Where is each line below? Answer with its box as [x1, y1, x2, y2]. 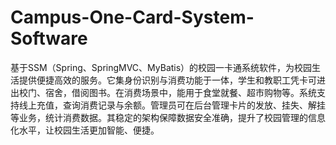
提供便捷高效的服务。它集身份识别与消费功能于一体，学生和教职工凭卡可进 [18, 74, 326, 86]
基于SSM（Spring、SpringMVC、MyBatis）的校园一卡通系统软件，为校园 [10, 61, 313, 73]
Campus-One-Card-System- [10, 6, 255, 29]
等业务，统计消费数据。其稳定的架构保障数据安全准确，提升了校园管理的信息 [10, 111, 326, 123]
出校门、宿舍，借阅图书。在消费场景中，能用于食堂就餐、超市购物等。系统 [10, 86, 317, 98]
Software [10, 27, 88, 50]
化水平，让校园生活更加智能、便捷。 [10, 124, 160, 136]
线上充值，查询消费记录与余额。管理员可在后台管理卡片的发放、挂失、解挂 [18, 99, 326, 111]
